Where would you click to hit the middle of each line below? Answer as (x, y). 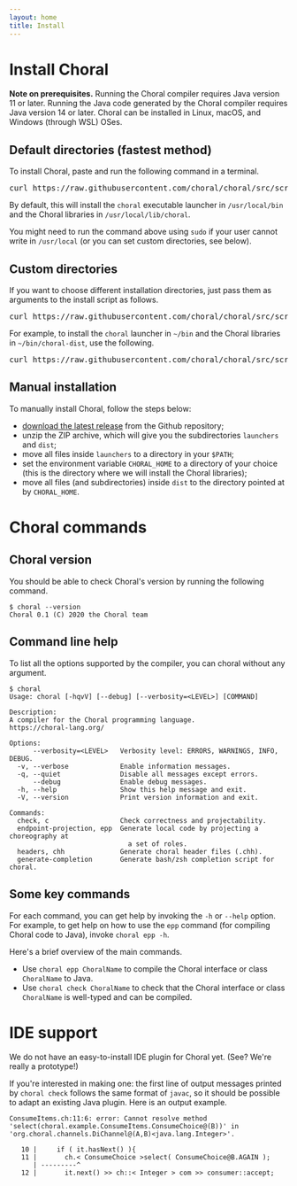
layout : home (33, 17)
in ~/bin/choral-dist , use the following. (82, 343)
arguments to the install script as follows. (84, 300)
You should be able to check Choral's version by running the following (137, 581)
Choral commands (78, 527)
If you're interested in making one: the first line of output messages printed (145, 1084)
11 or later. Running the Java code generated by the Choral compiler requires (148, 104)
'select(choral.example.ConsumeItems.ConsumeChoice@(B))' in (124, 1127)
